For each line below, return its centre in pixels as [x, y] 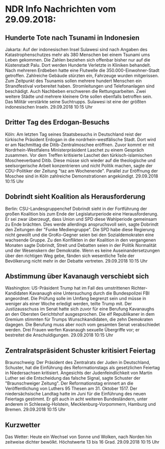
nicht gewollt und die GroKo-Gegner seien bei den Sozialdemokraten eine [80, 235]
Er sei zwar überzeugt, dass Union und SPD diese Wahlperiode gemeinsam [81, 219]
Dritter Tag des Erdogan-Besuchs [57, 122]
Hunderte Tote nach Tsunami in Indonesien [72, 38]
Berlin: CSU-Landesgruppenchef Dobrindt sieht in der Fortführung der [76, 209]
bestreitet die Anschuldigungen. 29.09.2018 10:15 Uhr [59, 335]
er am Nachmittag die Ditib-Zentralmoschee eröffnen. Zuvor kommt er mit [80, 145]
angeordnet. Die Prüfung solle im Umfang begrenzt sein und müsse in [76, 299]
